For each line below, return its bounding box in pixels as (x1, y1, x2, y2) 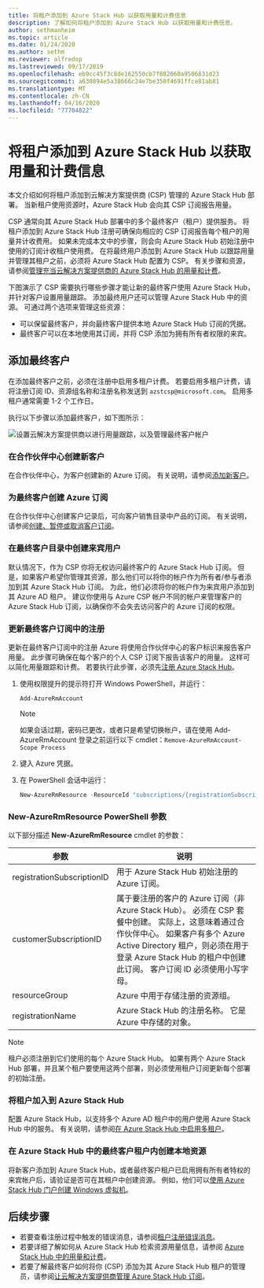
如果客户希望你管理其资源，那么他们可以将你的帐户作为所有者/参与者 (21, 572, 245, 581)
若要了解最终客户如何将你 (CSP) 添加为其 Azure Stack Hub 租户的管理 (19, 1262, 246, 1271)
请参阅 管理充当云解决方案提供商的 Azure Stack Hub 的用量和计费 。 (8, 265, 225, 275)
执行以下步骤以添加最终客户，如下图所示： (8, 412, 146, 422)
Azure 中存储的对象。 (116, 1017, 196, 1028)
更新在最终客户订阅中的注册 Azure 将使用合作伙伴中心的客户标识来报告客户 (8, 642, 251, 651)
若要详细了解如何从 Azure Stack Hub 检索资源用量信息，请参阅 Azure (19, 1242, 244, 1252)
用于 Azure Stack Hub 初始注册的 (116, 866, 238, 877)
